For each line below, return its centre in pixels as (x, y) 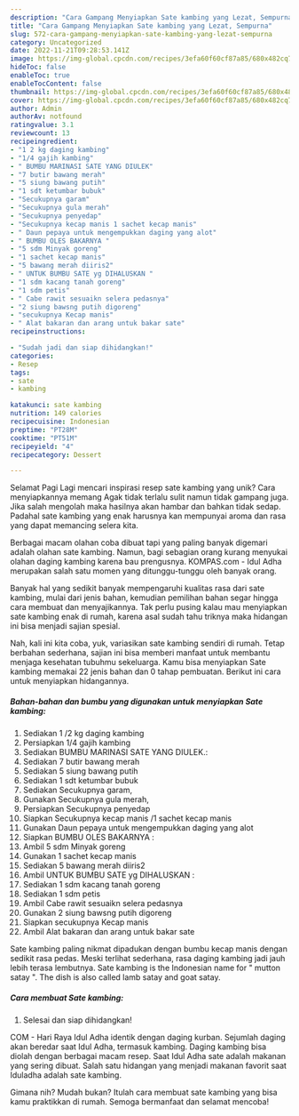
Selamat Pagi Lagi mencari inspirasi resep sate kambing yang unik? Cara (143, 488)
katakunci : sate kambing (56, 405)
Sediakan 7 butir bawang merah (81, 762)
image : (22, 59)
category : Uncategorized (56, 42)
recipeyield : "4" (42, 446)
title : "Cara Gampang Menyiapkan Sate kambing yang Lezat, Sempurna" (142, 26)
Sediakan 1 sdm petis (62, 894)
